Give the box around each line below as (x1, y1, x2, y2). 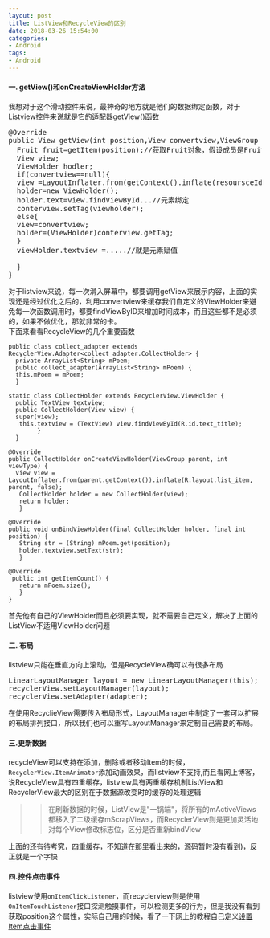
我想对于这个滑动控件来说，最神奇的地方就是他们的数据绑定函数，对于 (8, 102, 241, 112)
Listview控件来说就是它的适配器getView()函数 (8, 112, 159, 121)
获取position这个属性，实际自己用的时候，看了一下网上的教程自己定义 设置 (8, 911, 253, 920)
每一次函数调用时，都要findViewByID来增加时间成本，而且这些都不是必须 (14, 307, 257, 316)
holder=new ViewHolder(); (16, 186, 119, 195)
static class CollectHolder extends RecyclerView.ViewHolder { (8, 392, 225, 400)
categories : (8, 34, 48, 43)
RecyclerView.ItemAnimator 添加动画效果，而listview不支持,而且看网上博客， (8, 768, 260, 777)
